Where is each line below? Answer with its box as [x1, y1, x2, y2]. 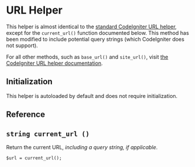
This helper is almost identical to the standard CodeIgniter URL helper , [6, 23, 177, 30]
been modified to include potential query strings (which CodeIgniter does [6, 35, 185, 42]
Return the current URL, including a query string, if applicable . [6, 143, 158, 150]
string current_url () [6, 129, 90, 138]
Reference [6, 110, 45, 120]
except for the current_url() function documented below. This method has [6, 29, 189, 36]
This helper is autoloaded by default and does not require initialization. [6, 92, 178, 99]
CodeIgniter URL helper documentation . [6, 60, 103, 67]
